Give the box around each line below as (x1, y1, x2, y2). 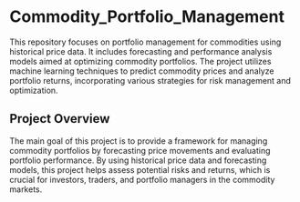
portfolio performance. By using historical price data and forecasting (9, 155, 267, 166)
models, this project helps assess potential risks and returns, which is (9, 164, 271, 175)
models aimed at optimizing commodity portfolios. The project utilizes (9, 56, 272, 66)
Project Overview (9, 111, 110, 126)
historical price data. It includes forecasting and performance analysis (9, 45, 273, 56)
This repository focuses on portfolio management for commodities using (9, 36, 282, 47)
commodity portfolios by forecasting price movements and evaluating (9, 145, 271, 156)
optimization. (9, 85, 58, 96)
